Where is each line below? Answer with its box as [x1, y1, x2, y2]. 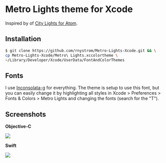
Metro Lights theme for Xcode [5, 4, 133, 15]
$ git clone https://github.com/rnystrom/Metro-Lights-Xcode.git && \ [5, 48, 156, 53]
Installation [5, 35, 41, 43]
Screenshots [5, 110, 46, 119]
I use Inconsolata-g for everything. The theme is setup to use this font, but [5, 85, 159, 91]
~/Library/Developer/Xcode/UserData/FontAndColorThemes [5, 57, 125, 62]
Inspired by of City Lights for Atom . [5, 20, 78, 26]
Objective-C [5, 123, 32, 129]
